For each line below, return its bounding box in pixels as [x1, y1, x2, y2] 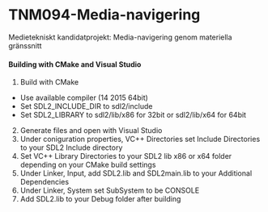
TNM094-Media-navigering [8, 6, 201, 24]
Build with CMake [19, 77, 79, 87]
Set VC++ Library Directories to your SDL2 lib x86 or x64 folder [19, 152, 232, 161]
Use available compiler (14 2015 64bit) [19, 93, 148, 102]
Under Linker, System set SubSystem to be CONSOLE [19, 185, 200, 195]
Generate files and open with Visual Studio [19, 126, 163, 135]
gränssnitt [8, 40, 42, 50]
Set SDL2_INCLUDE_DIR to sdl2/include [19, 102, 153, 111]
